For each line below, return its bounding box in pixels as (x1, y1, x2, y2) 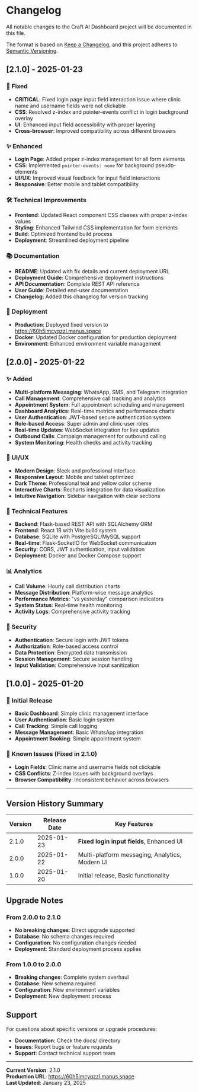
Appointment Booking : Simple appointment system (14, 735, 141, 742)
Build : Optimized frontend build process (14, 231, 113, 238)
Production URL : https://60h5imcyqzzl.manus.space (6, 1073, 134, 1080)
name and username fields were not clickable (14, 102, 126, 109)
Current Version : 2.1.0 (6, 1067, 60, 1074)
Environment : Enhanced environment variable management (14, 340, 161, 347)
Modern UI (78, 858, 108, 866)
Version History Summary (6, 799, 104, 809)
